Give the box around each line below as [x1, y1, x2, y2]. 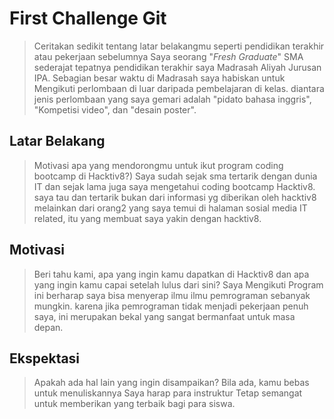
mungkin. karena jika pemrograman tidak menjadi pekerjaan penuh [33, 300, 309, 312]
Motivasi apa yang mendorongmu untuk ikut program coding [33, 159, 284, 171]
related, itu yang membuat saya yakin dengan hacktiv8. [33, 212, 262, 224]
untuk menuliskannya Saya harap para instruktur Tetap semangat [33, 387, 303, 399]
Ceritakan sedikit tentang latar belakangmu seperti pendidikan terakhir [33, 40, 325, 52]
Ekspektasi [9, 350, 81, 367]
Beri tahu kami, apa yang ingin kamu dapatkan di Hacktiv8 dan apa [33, 268, 310, 280]
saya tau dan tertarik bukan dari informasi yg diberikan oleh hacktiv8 [33, 191, 317, 203]
